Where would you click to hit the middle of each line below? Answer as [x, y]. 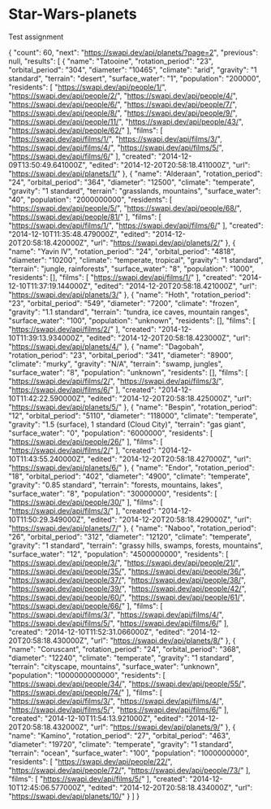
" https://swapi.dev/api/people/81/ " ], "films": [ [85, 216]
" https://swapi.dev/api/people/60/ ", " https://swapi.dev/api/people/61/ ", [127, 597]
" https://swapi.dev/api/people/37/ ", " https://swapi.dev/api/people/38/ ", [127, 579]
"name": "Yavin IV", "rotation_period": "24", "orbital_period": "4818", [122, 251]
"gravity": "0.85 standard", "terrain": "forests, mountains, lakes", [116, 484]
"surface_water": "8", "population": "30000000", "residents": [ [113, 493]
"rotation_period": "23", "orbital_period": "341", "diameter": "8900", [121, 355]
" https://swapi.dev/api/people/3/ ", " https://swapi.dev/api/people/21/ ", [125, 562]
